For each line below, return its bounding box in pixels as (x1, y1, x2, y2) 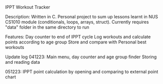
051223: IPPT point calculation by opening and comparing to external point (5, 69, 159, 75)
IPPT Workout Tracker (5, 4, 51, 10)
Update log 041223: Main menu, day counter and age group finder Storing (5, 54, 157, 60)
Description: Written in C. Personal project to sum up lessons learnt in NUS (5, 14, 158, 19)
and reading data (5, 59, 40, 65)
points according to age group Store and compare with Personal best (5, 39, 147, 45)
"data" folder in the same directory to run (5, 24, 89, 30)
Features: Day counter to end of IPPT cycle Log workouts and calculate (5, 34, 151, 40)
